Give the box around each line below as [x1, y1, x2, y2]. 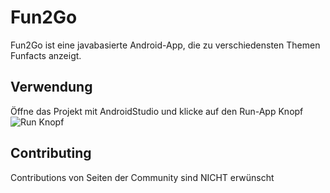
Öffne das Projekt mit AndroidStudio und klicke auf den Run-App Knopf [10, 105, 304, 117]
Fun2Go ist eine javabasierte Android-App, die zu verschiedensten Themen [10, 39, 321, 51]
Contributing [10, 145, 92, 162]
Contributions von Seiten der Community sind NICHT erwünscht [10, 171, 275, 183]
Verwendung [10, 79, 93, 96]
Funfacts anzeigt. [10, 49, 82, 61]
